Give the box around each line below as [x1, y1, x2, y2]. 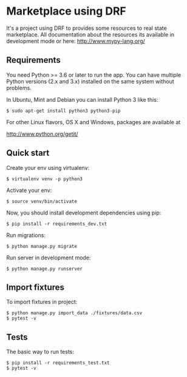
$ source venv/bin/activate [6, 198, 78, 205]
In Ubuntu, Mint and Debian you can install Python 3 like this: [6, 96, 158, 103]
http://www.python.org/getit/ [6, 130, 78, 138]
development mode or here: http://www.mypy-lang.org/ [6, 37, 146, 44]
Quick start [6, 148, 50, 158]
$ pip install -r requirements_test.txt [6, 360, 110, 366]
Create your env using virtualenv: [6, 164, 90, 171]
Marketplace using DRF [6, 4, 126, 18]
